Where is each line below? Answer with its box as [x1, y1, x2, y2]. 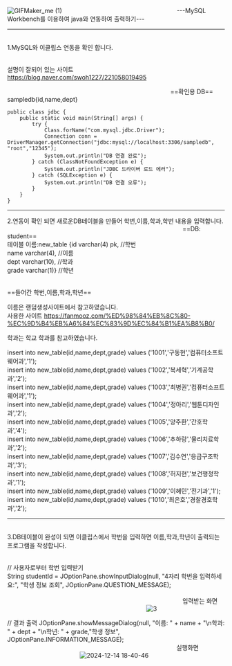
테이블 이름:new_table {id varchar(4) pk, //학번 [7, 240, 137, 249]
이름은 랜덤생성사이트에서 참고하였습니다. [7, 303, 119, 311]
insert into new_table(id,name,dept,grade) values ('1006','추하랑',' [7, 435, 192, 443]
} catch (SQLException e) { [32, 172, 113, 179]
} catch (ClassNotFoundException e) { [32, 159, 144, 165]
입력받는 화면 [182, 597, 218, 605]
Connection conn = [43, 133, 97, 140]
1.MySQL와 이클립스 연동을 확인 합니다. [7, 44, 114, 51]
